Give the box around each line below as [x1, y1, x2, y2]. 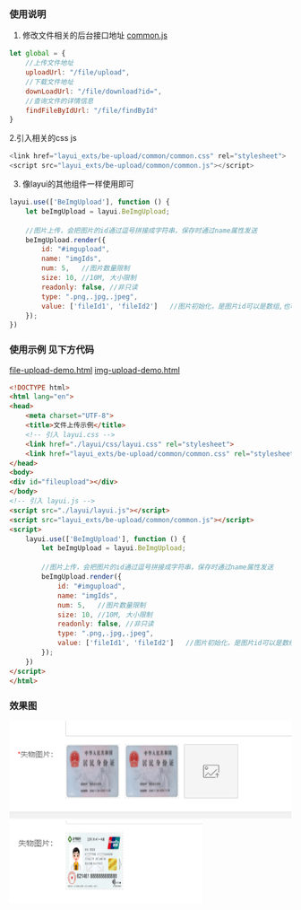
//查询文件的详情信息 [25, 96, 94, 105]
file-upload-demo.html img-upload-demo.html [9, 364, 181, 375]
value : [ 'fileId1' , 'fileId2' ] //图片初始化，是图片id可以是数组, [41, 302, 284, 311]
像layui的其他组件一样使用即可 [21, 179, 134, 189]
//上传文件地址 [25, 58, 74, 68]
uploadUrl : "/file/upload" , [25, 68, 130, 77]
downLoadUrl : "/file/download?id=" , [25, 87, 163, 96]
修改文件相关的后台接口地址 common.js [21, 30, 168, 41]
